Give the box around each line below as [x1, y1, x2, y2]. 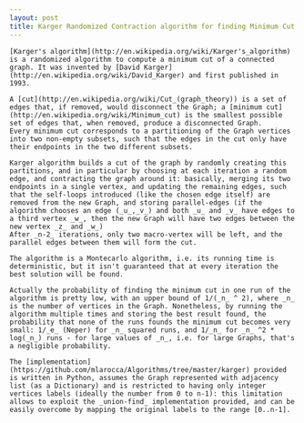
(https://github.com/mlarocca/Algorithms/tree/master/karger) [9, 365, 250, 374]
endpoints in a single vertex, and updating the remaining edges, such [9, 182, 287, 191]
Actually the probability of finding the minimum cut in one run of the [9, 286, 291, 295]
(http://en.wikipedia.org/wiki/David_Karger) [9, 70, 185, 80]
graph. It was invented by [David [9, 63, 141, 72]
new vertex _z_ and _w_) [9, 222, 104, 231]
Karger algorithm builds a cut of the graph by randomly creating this [9, 158, 287, 167]
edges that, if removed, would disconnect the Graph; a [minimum [9, 102, 262, 112]
